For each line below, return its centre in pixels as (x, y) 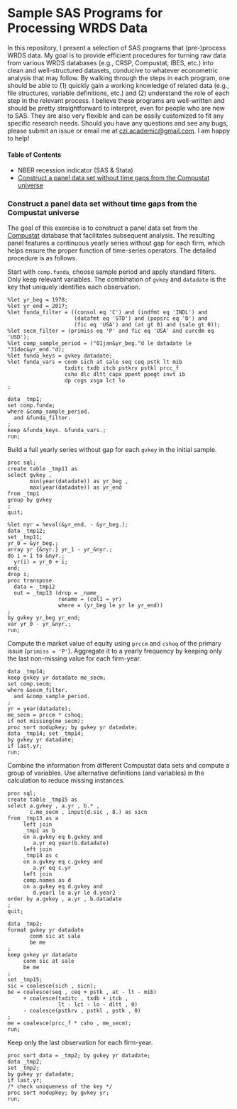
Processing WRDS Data (77, 28)
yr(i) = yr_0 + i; (41, 562)
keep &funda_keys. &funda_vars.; (57, 431)
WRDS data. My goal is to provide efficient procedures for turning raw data (117, 55)
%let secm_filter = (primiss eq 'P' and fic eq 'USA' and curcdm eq (111, 331)
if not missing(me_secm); (45, 722)
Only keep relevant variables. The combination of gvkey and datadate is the (117, 280)
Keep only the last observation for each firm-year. (80, 1043)
